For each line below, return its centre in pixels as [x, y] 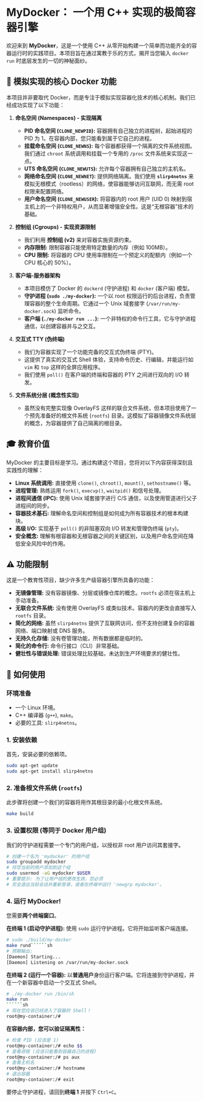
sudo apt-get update [32, 766]
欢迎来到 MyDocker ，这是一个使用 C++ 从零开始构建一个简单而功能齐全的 [99, 45]
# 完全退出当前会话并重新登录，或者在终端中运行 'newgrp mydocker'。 [85, 884]
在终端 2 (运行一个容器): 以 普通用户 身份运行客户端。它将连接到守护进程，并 [101, 975]
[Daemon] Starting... [34, 957]
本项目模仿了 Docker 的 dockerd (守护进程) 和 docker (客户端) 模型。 [108, 288]
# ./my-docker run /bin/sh [40, 994]
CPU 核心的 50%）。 [49, 262]
